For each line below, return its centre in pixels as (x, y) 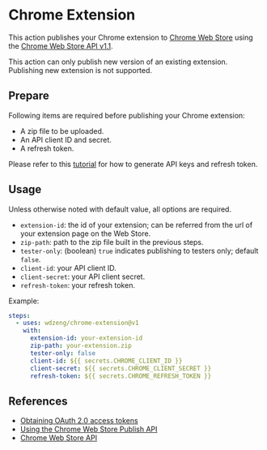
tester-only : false (62, 353)
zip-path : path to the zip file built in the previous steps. (112, 242)
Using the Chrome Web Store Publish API (89, 429)
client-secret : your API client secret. (83, 276)
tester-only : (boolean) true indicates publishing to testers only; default (139, 251)
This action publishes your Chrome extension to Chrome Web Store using (131, 37)
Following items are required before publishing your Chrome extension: (127, 115)
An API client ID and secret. (66, 139)
